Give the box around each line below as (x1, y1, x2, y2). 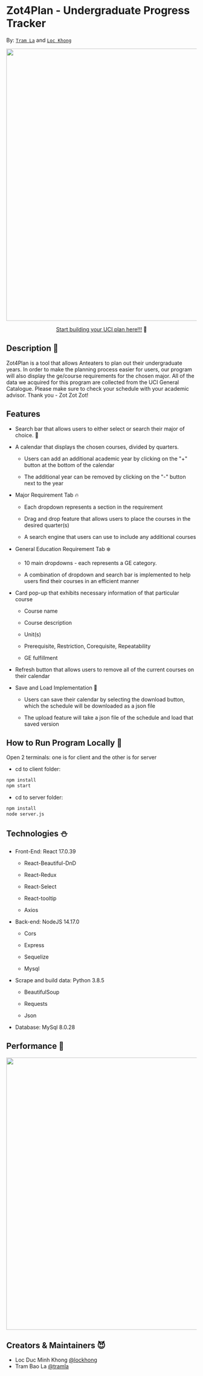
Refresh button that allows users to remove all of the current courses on (14, 666, 195, 673)
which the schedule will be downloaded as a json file (24, 702, 156, 709)
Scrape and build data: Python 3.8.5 (14, 976, 105, 983)
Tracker (6, 16, 47, 30)
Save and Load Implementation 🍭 (14, 684, 98, 691)
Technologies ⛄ (6, 829, 68, 839)
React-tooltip (24, 895, 57, 902)
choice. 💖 (14, 431, 39, 439)
